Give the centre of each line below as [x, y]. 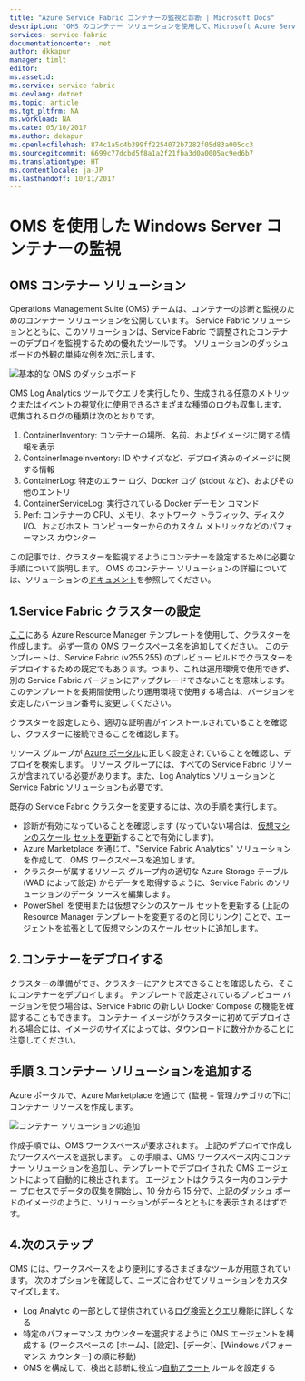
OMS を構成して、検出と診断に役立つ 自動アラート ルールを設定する [149, 1367]
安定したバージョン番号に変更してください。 [93, 703]
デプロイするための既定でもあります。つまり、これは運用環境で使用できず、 [152, 669]
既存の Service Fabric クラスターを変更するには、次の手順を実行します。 [146, 807]
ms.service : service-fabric [63, 86]
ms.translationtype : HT [54, 161]
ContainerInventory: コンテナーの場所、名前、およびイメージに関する [152, 435]
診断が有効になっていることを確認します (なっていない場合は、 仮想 [148, 826]
